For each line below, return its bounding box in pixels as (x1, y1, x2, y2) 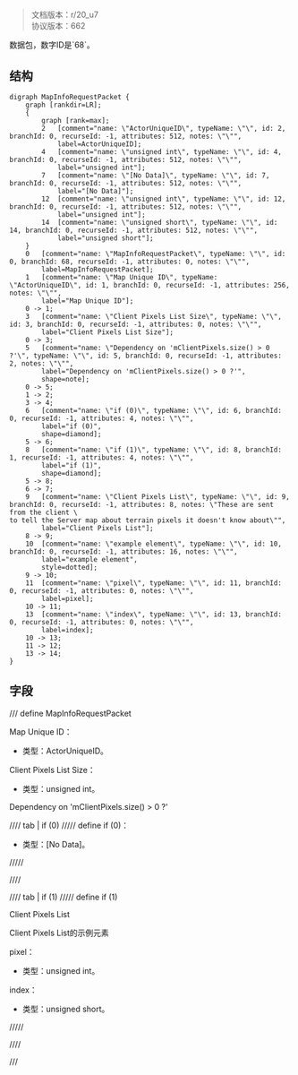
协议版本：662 (30, 21, 86, 31)
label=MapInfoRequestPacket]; (41, 265, 154, 274)
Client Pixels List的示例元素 (9, 927, 109, 938)
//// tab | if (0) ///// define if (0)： (9, 820, 130, 830)
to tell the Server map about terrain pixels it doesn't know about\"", (9, 516, 286, 525)
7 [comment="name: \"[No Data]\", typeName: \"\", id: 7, (41, 171, 270, 180)
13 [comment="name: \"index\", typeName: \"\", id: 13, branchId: (25, 610, 282, 619)
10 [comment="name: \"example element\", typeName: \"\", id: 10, (25, 539, 282, 548)
